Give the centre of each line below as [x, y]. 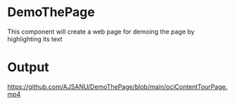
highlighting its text [35, 38]
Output [28, 68]
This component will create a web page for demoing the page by [101, 31]
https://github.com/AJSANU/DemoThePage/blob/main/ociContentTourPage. [118, 86]
